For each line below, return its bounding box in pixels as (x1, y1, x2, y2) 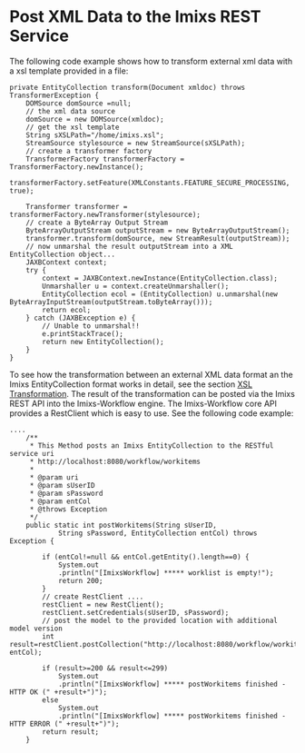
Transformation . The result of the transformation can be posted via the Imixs (9, 388, 295, 399)
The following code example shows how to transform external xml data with (9, 55, 293, 66)
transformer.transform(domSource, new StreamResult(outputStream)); (25, 233, 290, 243)
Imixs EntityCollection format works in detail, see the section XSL (9, 379, 252, 390)
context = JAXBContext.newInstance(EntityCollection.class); (42, 273, 279, 282)
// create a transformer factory (25, 146, 152, 155)
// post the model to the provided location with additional (42, 616, 279, 625)
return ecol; (42, 305, 92, 314)
